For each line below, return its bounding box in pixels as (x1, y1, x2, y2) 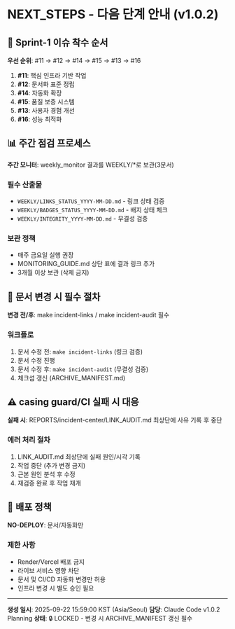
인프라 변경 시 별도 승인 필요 (17, 583, 94, 592)
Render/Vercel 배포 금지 (17, 558, 85, 566)
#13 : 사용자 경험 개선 (17, 106, 75, 114)
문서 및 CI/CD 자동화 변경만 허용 (17, 575, 106, 583)
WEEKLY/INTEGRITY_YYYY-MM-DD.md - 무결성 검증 (17, 214, 148, 223)
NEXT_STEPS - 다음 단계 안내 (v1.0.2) (7, 6, 219, 22)
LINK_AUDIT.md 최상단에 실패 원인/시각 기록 (17, 452, 141, 461)
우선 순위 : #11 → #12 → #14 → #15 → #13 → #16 (7, 57, 141, 64)
